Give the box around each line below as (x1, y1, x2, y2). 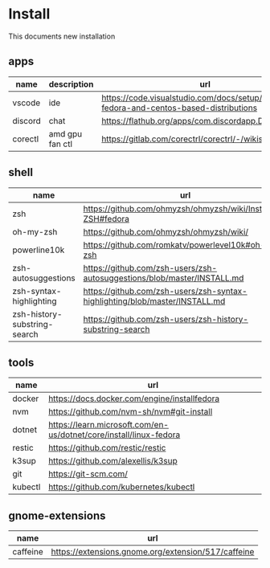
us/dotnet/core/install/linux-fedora (47, 429, 181, 440)
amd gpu (48, 128, 83, 139)
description (48, 78, 94, 89)
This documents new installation (8, 31, 116, 41)
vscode (12, 97, 41, 108)
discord (12, 115, 42, 126)
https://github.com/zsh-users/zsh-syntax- (83, 285, 247, 296)
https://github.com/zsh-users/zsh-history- (83, 313, 249, 325)
